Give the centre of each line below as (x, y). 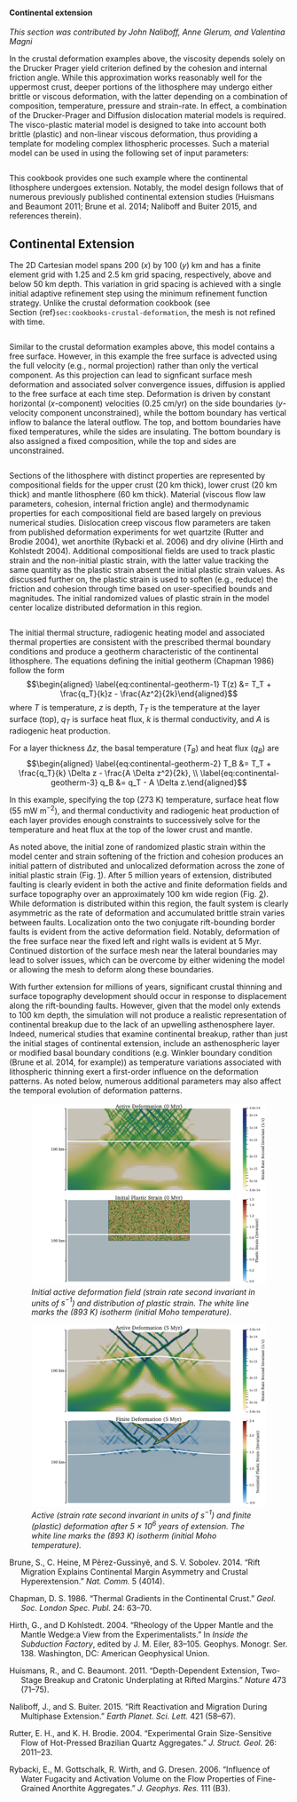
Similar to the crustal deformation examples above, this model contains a (142, 347)
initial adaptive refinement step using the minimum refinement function (138, 294)
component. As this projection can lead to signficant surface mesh (131, 375)
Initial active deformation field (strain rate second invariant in (143, 1291)
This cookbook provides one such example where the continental (129, 179)
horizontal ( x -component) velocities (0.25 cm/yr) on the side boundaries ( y (146, 403)
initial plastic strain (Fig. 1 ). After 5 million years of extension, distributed (141, 876)
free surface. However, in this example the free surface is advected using (143, 356)
